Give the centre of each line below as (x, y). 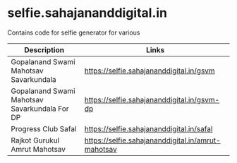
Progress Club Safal (44, 128)
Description (44, 49)
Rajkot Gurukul (35, 140)
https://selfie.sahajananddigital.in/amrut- (152, 140)
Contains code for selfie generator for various (74, 32)
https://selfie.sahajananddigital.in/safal (148, 128)
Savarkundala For (40, 109)
